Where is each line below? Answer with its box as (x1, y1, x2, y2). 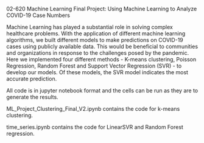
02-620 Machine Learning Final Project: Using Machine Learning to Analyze (6, 5, 197, 12)
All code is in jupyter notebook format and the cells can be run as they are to (6, 87, 199, 94)
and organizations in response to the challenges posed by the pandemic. (6, 49, 189, 57)
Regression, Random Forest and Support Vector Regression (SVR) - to (6, 62, 182, 69)
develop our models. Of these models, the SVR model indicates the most (6, 69, 189, 75)
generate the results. (6, 94, 59, 100)
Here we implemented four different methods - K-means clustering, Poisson (6, 56, 197, 63)
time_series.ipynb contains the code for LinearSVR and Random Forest (6, 124, 184, 130)
